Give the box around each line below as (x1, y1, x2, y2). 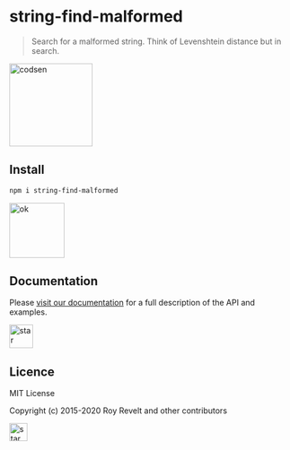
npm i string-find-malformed (9, 186, 119, 195)
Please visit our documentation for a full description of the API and (9, 298, 256, 308)
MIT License (9, 388, 56, 399)
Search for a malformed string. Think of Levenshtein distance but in (31, 36, 282, 47)
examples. (9, 307, 48, 317)
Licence (9, 364, 56, 379)
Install (9, 162, 45, 177)
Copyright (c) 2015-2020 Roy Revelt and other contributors (9, 405, 227, 416)
